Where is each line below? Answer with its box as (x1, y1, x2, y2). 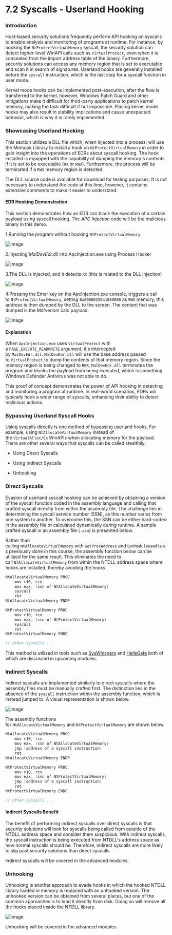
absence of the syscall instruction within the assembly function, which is (5, 691, 161, 697)
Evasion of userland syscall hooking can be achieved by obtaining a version (5, 494, 166, 501)
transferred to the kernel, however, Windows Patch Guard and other (5, 92, 149, 99)
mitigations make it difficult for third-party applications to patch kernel (5, 98, 154, 104)
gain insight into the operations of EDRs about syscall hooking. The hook (5, 150, 159, 156)
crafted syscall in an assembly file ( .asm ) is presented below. (5, 527, 133, 533)
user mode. (5, 77, 30, 83)
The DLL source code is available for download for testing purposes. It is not (5, 176, 167, 182)
